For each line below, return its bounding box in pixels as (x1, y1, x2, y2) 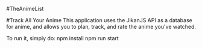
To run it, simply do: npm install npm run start (6, 35, 119, 41)
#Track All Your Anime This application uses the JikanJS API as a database (6, 17, 193, 23)
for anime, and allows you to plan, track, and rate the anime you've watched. (6, 23, 197, 30)
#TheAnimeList (6, 5, 44, 12)
